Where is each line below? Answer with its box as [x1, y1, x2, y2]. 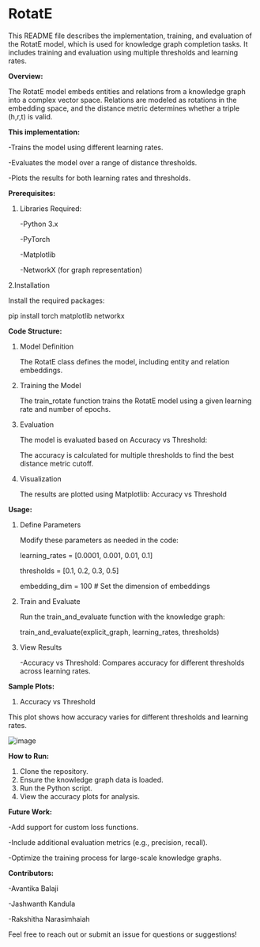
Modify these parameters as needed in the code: [19, 535, 179, 545]
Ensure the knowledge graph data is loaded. [19, 775, 164, 784]
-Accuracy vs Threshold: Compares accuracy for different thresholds [19, 658, 245, 667]
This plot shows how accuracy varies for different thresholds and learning [8, 712, 249, 722]
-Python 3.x [19, 219, 58, 228]
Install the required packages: [8, 296, 105, 305]
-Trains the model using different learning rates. [8, 142, 164, 152]
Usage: [8, 504, 33, 514]
